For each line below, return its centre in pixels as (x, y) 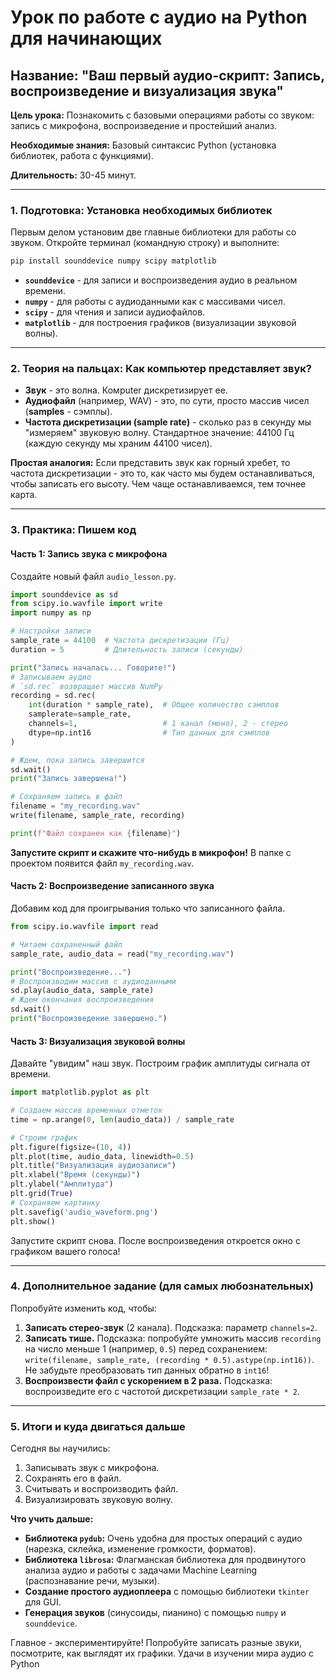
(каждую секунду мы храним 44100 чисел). (118, 443)
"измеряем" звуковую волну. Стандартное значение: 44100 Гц (159, 433)
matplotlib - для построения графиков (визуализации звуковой (160, 323)
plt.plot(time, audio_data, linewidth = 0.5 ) (102, 1156)
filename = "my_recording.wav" (75, 806)
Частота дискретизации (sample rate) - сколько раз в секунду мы (168, 422)
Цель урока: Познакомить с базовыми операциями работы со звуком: (162, 115)
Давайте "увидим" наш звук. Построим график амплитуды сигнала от (160, 1063)
